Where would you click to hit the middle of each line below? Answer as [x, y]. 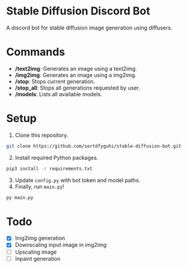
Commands [36, 52]
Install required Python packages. [57, 157]
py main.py [20, 197]
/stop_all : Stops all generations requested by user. [77, 88]
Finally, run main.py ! [39, 186]
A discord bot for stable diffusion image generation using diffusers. [89, 28]
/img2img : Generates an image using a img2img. [75, 75]
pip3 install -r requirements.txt [50, 169]
